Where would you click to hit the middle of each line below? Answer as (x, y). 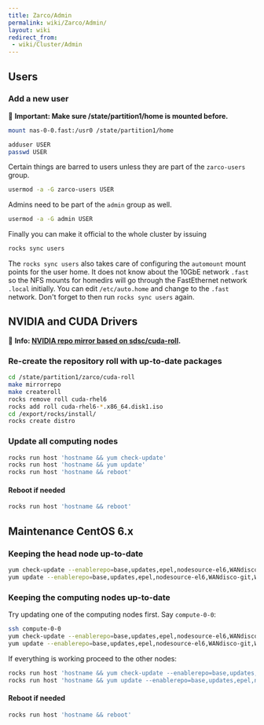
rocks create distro (42, 421)
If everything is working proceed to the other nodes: (92, 658)
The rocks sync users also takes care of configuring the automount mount (127, 263)
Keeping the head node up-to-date (76, 554)
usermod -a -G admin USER (50, 219)
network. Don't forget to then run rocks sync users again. (101, 297)
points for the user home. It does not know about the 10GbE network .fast (128, 272)
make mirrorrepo (35, 385)
